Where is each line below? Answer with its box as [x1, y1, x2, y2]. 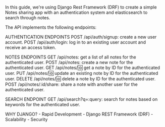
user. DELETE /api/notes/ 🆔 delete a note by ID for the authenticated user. [5, 76, 156, 81]
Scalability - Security [5, 117, 48, 122]
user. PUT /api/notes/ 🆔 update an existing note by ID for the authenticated [5, 70, 159, 76]
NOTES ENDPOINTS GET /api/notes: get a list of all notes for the [5, 54, 136, 60]
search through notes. [5, 15, 51, 20]
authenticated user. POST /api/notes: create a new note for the [5, 60, 133, 65]
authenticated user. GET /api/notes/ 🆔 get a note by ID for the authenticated [5, 64, 160, 70]
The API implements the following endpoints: [5, 24, 97, 30]
